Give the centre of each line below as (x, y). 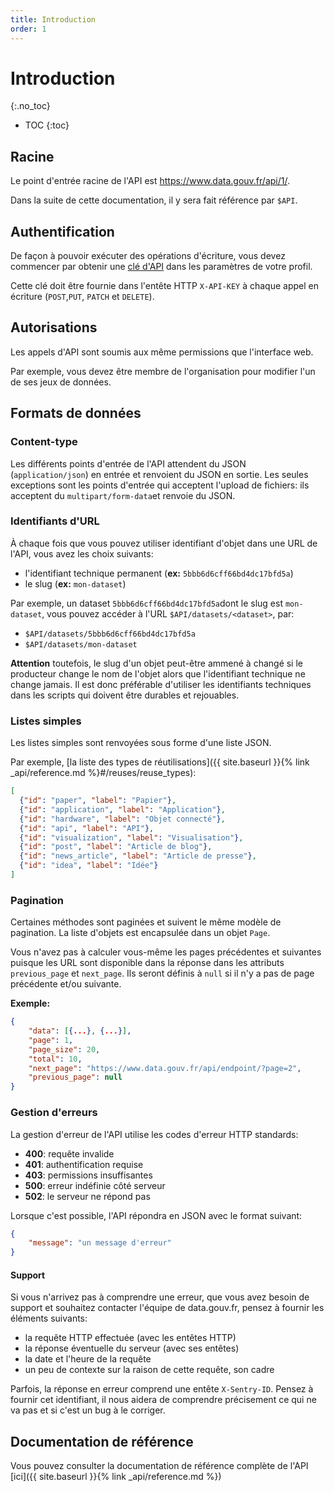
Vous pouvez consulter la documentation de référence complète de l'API (159, 1466)
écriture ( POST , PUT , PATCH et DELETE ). (82, 297)
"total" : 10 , (55, 1059)
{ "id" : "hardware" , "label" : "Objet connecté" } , (122, 819)
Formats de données (76, 413)
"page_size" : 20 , (64, 1049)
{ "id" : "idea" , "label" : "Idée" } (89, 866)
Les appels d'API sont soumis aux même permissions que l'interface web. (162, 352)
